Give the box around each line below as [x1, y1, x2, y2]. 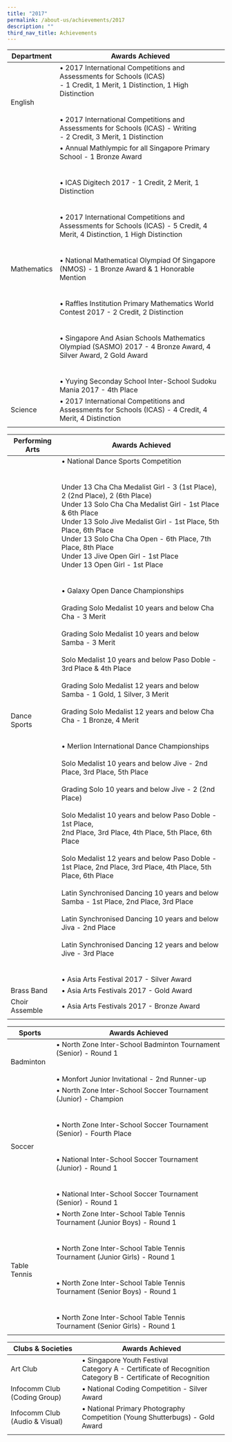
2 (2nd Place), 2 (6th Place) [61, 491, 152, 501]
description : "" [7, 23, 54, 30]
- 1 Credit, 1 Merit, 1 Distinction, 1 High [59, 80, 188, 90]
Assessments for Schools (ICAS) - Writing [59, 124, 197, 133]
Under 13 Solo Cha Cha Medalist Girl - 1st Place [61, 500, 220, 509]
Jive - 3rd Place [61, 949, 115, 958]
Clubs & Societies [12, 1344, 72, 1354]
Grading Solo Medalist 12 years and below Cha [61, 707, 214, 717]
